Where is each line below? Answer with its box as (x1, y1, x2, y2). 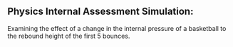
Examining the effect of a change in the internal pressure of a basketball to (7, 24, 227, 32)
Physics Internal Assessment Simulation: (7, 6, 194, 18)
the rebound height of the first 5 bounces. (7, 32, 130, 40)
